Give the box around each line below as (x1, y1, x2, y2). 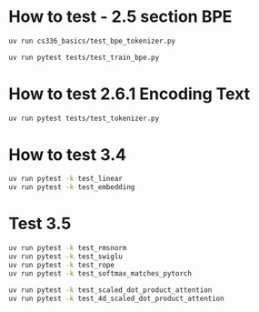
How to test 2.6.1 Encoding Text (8, 84, 251, 104)
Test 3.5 (8, 214, 72, 234)
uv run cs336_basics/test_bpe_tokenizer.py (8, 36, 176, 45)
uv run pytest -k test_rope (8, 260, 115, 269)
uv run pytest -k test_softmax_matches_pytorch (8, 268, 193, 278)
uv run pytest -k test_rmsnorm (8, 244, 127, 253)
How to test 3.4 (8, 144, 126, 165)
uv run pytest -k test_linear (8, 175, 124, 184)
